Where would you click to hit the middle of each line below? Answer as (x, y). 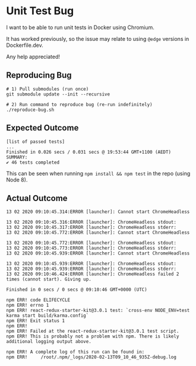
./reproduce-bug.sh (30, 110)
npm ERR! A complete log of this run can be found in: (75, 352)
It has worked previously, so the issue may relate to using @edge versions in (98, 39)
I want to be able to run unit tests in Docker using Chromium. (80, 27)
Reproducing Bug (39, 75)
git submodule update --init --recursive (58, 94)
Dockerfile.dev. (25, 45)
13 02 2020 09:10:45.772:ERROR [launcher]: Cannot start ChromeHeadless (98, 233)
